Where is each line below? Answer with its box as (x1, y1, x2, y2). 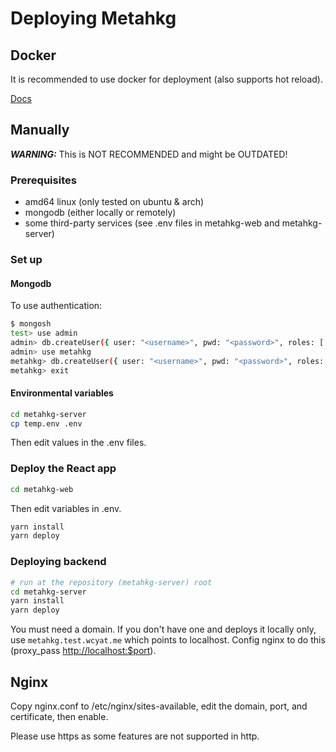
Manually (10, 122, 70, 139)
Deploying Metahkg (10, 7, 177, 30)
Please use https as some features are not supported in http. (10, 730, 260, 742)
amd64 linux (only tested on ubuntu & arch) (24, 196, 205, 208)
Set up (10, 253, 43, 267)
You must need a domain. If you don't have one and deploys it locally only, (10, 623, 317, 636)
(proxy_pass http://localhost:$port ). (10, 645, 157, 657)
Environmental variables (10, 387, 114, 399)
